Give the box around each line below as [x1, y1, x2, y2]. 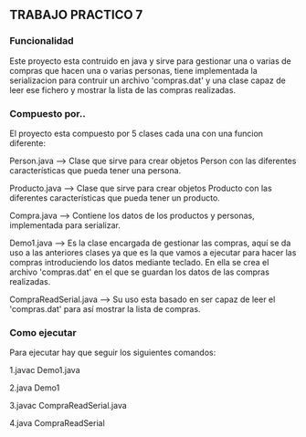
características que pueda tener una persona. [9, 164, 182, 176]
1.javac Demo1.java [9, 365, 80, 376]
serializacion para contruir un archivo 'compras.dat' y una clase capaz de [9, 75, 286, 86]
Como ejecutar [9, 326, 77, 338]
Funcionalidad [9, 35, 75, 47]
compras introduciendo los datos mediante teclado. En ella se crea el [9, 256, 269, 267]
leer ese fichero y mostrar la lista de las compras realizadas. [9, 84, 236, 95]
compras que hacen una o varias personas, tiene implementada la [9, 65, 258, 76]
